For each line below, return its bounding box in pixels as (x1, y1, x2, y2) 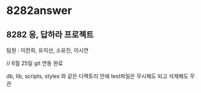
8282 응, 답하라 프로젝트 (6, 29, 94, 40)
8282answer (6, 4, 72, 18)
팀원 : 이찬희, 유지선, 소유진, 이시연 (6, 47, 89, 53)
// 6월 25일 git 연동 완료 (6, 60, 64, 67)
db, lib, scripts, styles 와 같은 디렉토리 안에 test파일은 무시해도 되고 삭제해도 (6, 72, 189, 80)
